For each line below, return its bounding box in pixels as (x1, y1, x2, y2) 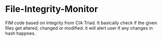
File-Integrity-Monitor (5, 3, 98, 15)
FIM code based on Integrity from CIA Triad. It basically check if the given (5, 20, 157, 26)
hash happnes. (5, 30, 36, 36)
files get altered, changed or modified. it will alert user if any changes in (5, 25, 153, 31)
